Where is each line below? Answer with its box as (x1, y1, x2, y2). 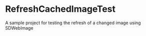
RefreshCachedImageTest (5, 3, 116, 15)
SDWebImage (5, 25, 33, 31)
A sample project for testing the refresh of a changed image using (5, 20, 141, 26)
